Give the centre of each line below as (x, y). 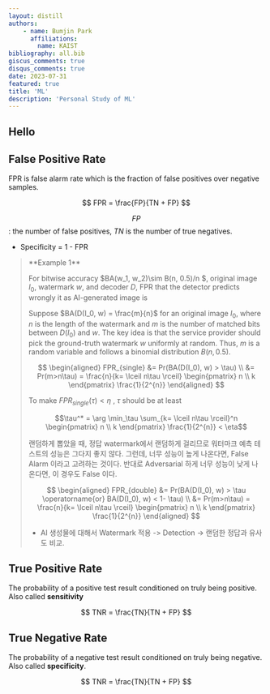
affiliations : (54, 39)
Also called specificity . (47, 666)
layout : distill (36, 16)
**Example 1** (54, 263)
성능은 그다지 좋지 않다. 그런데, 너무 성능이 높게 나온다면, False (149, 453)
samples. (24, 187)
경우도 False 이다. (89, 473)
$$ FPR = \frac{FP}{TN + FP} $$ (136, 203)
